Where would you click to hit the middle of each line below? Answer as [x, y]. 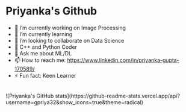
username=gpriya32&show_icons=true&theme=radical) [75, 102]
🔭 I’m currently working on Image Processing [70, 28]
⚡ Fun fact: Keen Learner [45, 75]
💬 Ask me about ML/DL [43, 53]
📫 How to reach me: [40, 60]
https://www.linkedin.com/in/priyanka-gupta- [123, 60]
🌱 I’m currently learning [43, 34]
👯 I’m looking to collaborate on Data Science [69, 40]
